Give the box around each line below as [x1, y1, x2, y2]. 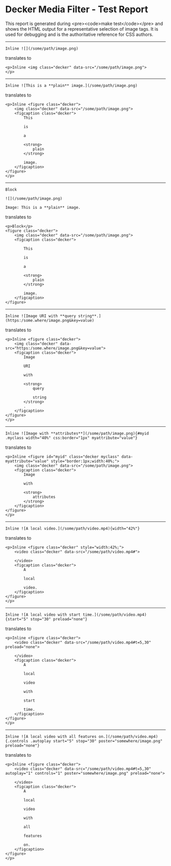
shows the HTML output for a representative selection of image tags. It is [5, 26, 159, 32]
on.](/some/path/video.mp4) [98, 734, 158, 739]
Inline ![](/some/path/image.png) [5, 46, 79, 51]
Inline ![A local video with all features [5, 734, 97, 739]
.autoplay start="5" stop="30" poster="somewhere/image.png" [30, 738, 163, 743]
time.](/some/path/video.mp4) [82, 612, 147, 617]
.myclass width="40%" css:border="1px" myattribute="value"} [5, 435, 138, 440]
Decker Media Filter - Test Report [5, 4, 149, 15]
